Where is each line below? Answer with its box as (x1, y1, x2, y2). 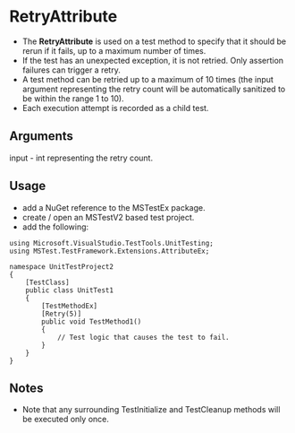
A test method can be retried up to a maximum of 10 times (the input (21, 74, 274, 84)
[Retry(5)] (41, 309, 82, 318)
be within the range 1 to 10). (21, 92, 124, 104)
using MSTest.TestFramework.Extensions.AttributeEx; (9, 247, 210, 255)
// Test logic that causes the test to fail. (56, 333, 230, 342)
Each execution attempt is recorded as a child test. (21, 102, 209, 113)
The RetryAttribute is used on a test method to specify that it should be (21, 36, 287, 47)
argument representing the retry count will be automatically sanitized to (21, 83, 286, 94)
